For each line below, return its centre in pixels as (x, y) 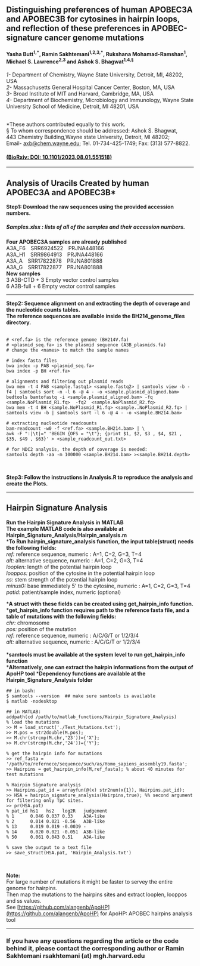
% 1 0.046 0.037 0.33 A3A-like (56, 816)
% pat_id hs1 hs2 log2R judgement (57, 811)
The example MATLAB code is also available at (65, 528)
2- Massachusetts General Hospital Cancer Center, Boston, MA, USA (90, 87)
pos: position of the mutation (41, 629)
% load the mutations (33, 722)
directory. (19, 322)
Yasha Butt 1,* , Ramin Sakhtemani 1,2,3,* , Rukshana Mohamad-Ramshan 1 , (97, 53)
